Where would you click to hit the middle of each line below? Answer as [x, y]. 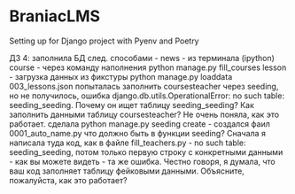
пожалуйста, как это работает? [68, 180]
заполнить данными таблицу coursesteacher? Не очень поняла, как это [144, 114]
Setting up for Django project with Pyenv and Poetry [104, 41]
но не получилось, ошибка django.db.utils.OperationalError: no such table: [147, 96]
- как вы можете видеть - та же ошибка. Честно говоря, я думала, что [143, 161]
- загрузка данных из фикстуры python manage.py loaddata [121, 76]
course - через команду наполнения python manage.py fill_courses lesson [148, 67]
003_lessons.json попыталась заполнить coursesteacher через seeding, [144, 86]
